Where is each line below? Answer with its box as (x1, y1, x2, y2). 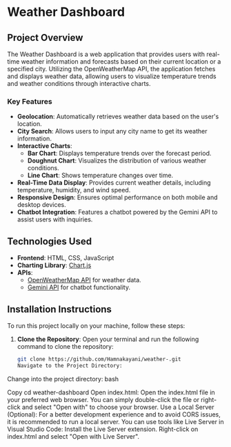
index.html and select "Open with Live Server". (7, 432, 140, 440)
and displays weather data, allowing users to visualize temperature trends (7, 72, 217, 80)
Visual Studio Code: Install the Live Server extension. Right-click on (7, 425, 199, 433)
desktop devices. (17, 201, 67, 209)
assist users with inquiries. (17, 215, 93, 223)
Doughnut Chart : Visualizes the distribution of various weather (27, 156, 207, 165)
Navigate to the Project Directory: (17, 362, 123, 369)
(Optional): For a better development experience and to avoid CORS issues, (7, 410, 221, 419)
